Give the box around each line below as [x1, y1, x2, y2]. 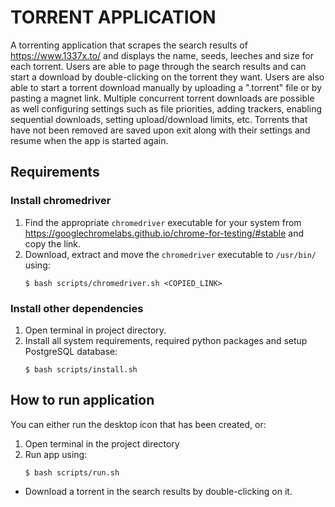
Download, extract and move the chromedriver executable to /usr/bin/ [24, 248, 317, 260]
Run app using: [24, 448, 88, 460]
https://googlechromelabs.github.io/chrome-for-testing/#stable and [24, 227, 305, 239]
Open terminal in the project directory [24, 437, 180, 450]
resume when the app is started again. [10, 134, 169, 146]
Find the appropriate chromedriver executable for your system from [24, 216, 302, 228]
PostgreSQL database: [24, 345, 118, 357]
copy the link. [24, 237, 82, 250]
